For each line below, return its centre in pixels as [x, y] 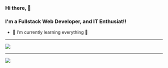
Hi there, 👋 [18, 8]
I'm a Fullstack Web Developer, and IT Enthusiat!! [66, 21]
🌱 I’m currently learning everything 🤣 [50, 32]
